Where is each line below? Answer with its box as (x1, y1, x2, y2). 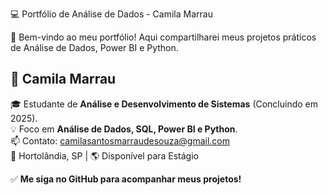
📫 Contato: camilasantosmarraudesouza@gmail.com (10, 134, 231, 147)
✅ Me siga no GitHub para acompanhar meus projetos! (10, 173, 242, 185)
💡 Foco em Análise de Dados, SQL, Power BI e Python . (10, 123, 238, 135)
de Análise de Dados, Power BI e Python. (10, 42, 179, 53)
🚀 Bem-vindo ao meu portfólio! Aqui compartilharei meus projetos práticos (10, 31, 317, 43)
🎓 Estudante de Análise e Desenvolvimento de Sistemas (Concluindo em (10, 98, 319, 110)
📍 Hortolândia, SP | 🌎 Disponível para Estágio (10, 149, 199, 162)
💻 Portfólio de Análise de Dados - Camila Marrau (10, 8, 213, 20)
